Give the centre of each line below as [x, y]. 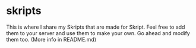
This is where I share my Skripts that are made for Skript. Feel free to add [96, 27]
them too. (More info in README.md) [51, 39]
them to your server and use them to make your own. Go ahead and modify [98, 33]
